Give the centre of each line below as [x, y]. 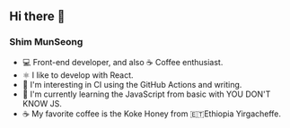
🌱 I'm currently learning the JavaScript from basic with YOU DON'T [146, 94]
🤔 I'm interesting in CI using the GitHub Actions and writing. [132, 84]
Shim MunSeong [46, 42]
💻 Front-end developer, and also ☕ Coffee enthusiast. [123, 62]
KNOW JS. [42, 103]
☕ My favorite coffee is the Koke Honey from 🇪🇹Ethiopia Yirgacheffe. [151, 114]
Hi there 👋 [37, 17]
